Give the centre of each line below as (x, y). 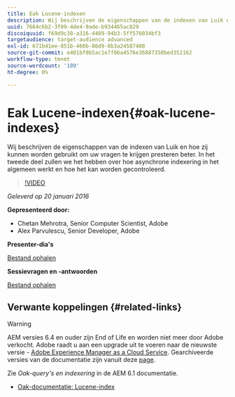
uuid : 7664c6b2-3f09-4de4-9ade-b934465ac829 (73, 27)
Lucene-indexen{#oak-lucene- (124, 113)
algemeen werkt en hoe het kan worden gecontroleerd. (87, 169)
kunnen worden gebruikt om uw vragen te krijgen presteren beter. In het (111, 154)
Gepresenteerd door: (38, 210)
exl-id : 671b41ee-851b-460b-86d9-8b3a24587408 (76, 46)
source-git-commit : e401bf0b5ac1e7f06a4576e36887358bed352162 (100, 53)
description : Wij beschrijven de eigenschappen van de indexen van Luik (115, 20)
